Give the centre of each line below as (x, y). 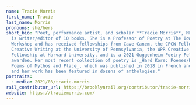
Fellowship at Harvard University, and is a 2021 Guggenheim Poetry (96, 55)
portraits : (19, 76)
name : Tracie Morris (31, 11)
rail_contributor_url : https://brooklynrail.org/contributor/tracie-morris (100, 87)
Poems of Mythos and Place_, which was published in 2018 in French (96, 66)
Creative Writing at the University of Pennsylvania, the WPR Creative (100, 50)
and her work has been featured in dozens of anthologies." (86, 71)
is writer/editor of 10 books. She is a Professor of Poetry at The (96, 38)
